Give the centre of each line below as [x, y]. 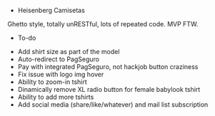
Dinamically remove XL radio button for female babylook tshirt [109, 89]
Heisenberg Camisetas [51, 10]
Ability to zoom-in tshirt [52, 82]
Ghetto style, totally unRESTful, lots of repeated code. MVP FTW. [103, 24]
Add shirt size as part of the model [69, 52]
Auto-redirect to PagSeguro [59, 59]
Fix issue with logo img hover [61, 74]
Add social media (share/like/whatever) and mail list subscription [113, 105]
